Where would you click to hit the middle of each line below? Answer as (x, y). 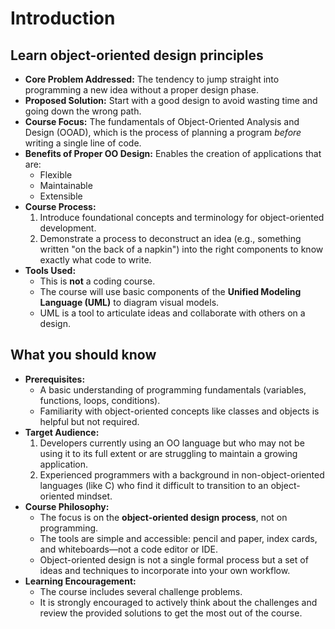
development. (68, 228)
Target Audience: (62, 432)
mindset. (94, 496)
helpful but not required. (89, 421)
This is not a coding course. (97, 281)
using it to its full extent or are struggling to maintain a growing (168, 453)
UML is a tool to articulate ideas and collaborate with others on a (172, 313)
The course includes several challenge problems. (141, 591)
